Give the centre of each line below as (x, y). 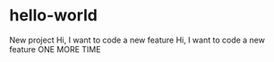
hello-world (54, 15)
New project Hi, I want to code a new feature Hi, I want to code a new (137, 40)
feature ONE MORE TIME (55, 49)
